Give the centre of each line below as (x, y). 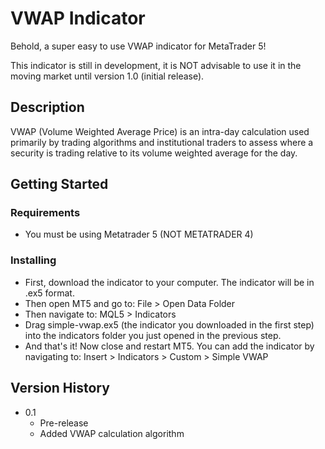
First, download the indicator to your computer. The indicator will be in (169, 282)
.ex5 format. (49, 293)
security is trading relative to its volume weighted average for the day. (154, 153)
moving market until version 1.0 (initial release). (107, 76)
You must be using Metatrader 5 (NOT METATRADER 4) (139, 234)
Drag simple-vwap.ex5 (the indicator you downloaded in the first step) (169, 324)
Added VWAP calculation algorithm (112, 433)
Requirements (45, 213)
